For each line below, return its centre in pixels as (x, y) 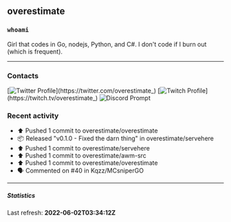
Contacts (23, 76)
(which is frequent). (35, 52)
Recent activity (33, 115)
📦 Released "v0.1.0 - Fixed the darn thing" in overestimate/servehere (115, 138)
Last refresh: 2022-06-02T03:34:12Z (62, 213)
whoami (18, 30)
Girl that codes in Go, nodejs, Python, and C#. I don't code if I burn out (107, 44)
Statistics (21, 195)
